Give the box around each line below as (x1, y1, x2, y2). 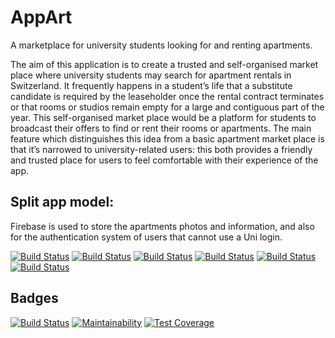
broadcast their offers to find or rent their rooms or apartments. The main (10, 122, 312, 134)
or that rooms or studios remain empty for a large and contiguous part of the (10, 101, 325, 113)
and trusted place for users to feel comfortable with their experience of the (10, 154, 319, 166)
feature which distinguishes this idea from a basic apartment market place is (10, 132, 325, 145)
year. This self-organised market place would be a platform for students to (10, 111, 317, 123)
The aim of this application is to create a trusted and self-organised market (10, 58, 319, 70)
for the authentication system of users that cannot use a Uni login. (10, 231, 283, 243)
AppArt (10, 6, 73, 29)
